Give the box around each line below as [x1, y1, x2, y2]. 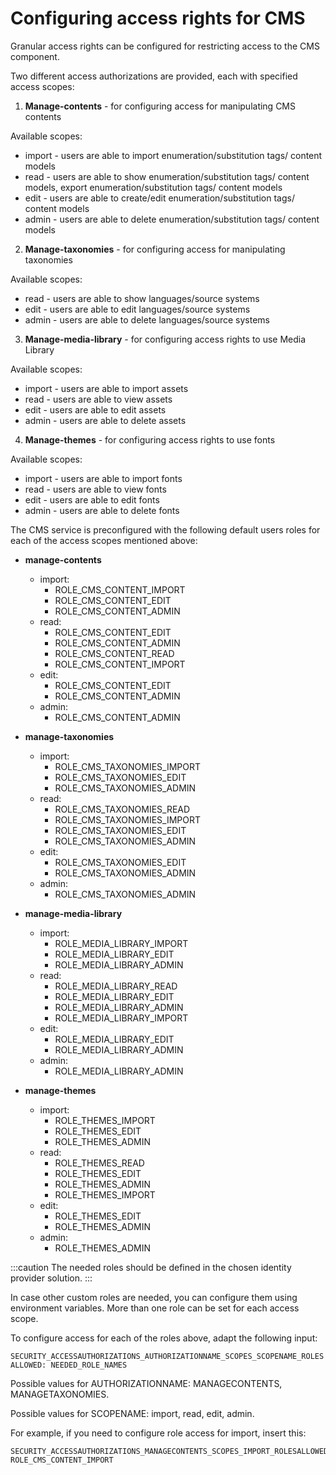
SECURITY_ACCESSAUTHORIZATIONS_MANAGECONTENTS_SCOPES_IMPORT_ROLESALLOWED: [10, 1446, 333, 1456]
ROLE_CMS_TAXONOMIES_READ [54, 803, 191, 815]
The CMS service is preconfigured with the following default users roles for [10, 523, 321, 536]
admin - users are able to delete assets [24, 414, 187, 426]
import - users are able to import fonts [24, 472, 183, 484]
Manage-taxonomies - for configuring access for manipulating [24, 243, 286, 255]
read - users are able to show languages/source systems [24, 292, 260, 304]
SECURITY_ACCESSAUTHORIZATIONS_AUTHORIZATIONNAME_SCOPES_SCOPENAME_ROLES [10, 1351, 325, 1361]
